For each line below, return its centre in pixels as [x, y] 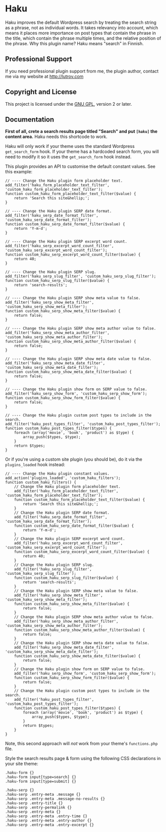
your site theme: [22, 764]
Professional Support [39, 59]
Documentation [30, 119]
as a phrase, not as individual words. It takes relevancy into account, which [82, 27]
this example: [19, 172]
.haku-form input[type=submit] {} [41, 782]
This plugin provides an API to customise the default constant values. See [80, 166]
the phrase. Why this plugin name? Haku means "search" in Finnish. [74, 43]
